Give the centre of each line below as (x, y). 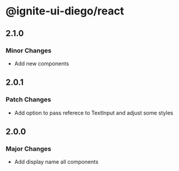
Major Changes (29, 149)
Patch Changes (29, 99)
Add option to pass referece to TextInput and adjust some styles (94, 113)
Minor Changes (29, 51)
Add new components (42, 63)
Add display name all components (56, 162)
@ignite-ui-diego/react (65, 11)
